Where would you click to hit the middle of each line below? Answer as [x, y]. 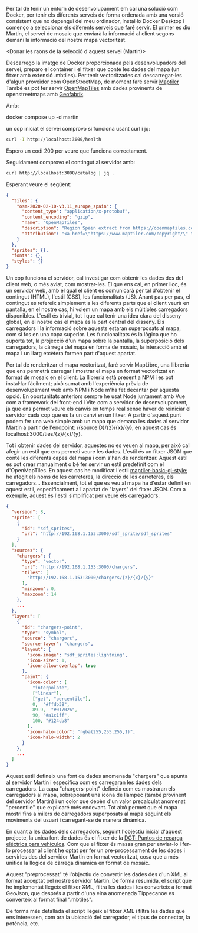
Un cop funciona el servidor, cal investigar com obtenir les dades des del [95, 278]
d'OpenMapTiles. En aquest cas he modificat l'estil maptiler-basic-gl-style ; [97, 470]
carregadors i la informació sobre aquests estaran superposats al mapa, [94, 328]
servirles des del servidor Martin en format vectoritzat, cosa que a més [92, 856]
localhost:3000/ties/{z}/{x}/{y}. [44, 434]
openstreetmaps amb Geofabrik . [45, 94]
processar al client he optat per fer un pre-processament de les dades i [98, 850]
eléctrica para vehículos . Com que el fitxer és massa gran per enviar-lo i [94, 844]
